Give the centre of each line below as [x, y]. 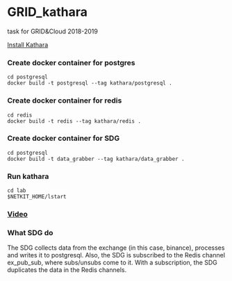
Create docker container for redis [65, 101]
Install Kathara [28, 44]
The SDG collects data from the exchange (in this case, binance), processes [116, 248]
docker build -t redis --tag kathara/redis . [74, 121]
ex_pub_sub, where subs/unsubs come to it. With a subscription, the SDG [112, 263]
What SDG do [30, 232]
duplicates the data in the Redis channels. [67, 270]
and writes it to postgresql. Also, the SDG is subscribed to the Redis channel [116, 255]
